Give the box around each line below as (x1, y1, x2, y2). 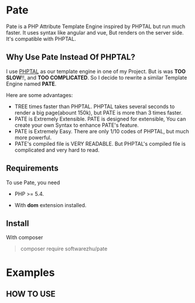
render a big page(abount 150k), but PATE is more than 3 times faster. (14, 109, 183, 116)
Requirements (6, 163, 59, 173)
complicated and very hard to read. (14, 146, 100, 153)
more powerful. (14, 134, 52, 141)
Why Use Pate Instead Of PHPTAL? (6, 52, 136, 62)
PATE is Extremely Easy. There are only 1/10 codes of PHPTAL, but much (14, 128, 189, 135)
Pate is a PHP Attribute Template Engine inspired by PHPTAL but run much (6, 23, 186, 30)
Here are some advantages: (6, 91, 73, 98)
